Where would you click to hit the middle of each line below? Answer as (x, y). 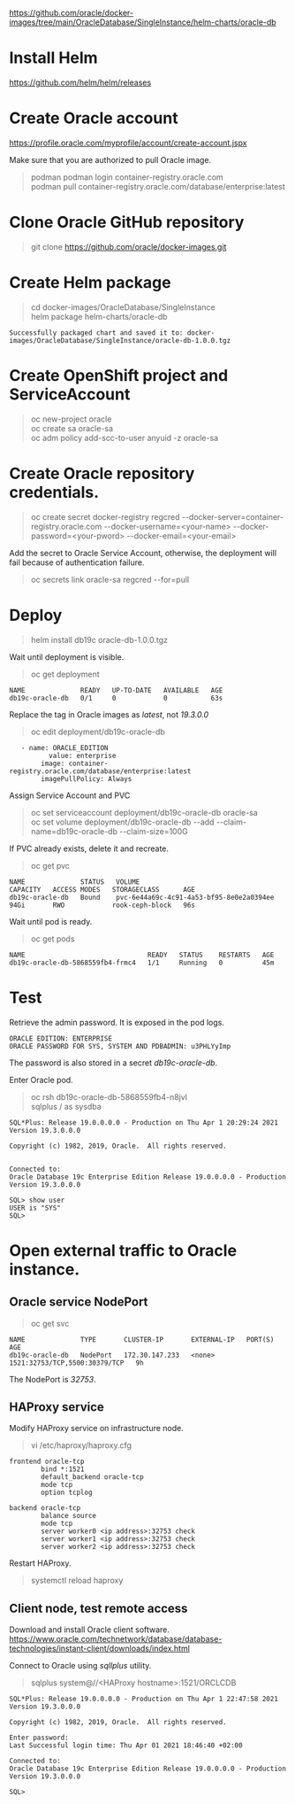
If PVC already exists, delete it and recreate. (89, 848)
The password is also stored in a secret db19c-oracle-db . (113, 1063)
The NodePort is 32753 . (53, 1379)
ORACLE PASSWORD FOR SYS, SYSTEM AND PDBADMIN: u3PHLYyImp (120, 1046)
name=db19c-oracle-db (74, 831)
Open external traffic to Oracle (123, 1250)
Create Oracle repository (102, 473)
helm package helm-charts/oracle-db (99, 316)
